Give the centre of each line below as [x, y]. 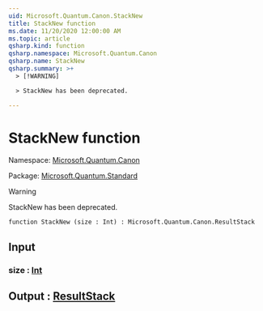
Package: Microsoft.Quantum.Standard [73, 176]
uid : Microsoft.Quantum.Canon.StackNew [76, 16]
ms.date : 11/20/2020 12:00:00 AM [65, 31]
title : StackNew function [52, 23]
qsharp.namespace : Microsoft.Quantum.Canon [83, 53]
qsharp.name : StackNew [47, 62]
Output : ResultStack [62, 296]
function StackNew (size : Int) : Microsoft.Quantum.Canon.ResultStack [131, 222]
